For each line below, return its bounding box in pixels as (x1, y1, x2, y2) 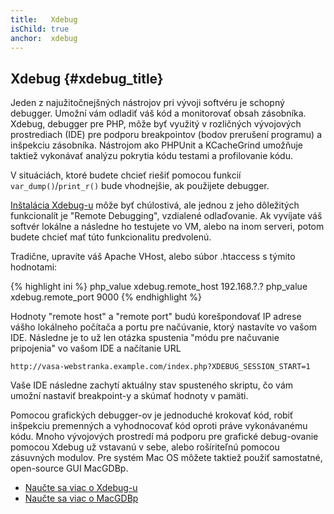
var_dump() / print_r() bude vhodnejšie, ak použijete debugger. (10, 180, 270, 192)
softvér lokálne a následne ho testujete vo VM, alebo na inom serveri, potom (10, 221, 325, 233)
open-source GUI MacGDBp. (10, 462, 129, 475)
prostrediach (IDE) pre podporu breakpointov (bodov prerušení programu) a (10, 129, 323, 141)
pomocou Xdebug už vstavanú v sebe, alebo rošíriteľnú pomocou (10, 441, 280, 453)
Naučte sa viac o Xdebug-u (24, 482, 138, 494)
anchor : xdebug (10, 33, 78, 43)
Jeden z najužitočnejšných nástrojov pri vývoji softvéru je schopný (10, 97, 285, 109)
